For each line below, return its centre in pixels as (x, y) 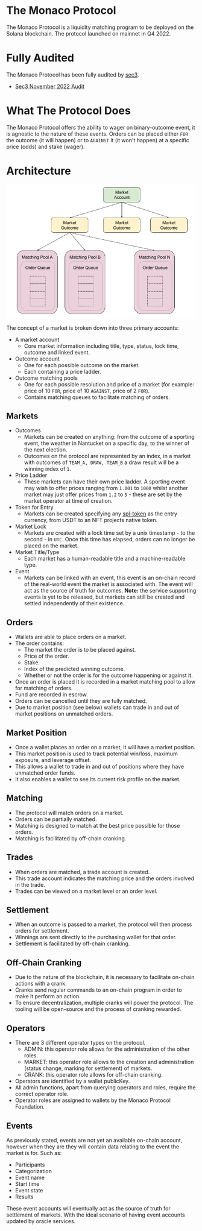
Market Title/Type (37, 552)
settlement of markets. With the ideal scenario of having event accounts (96, 1215)
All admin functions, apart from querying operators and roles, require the (105, 1088)
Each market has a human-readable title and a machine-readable (105, 559)
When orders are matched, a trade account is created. (82, 872)
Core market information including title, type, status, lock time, (101, 346)
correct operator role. (42, 1094)
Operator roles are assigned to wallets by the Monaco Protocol (93, 1100)
